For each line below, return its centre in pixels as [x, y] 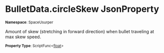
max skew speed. [23, 37]
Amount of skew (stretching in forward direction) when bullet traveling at [80, 31]
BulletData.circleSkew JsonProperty [82, 9]
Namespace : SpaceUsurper [29, 22]
